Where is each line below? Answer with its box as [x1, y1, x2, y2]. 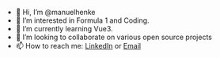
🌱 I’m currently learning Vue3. [15, 24, 113, 33]
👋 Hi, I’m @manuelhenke [15, 8, 96, 16]
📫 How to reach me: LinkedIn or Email [15, 42, 141, 50]
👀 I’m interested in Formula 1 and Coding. [15, 16, 150, 25]
